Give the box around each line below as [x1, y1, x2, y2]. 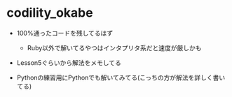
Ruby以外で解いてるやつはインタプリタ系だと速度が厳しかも [27, 43, 202, 52]
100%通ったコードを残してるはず [16, 29, 114, 37]
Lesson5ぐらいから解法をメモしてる [16, 58, 122, 67]
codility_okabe [6, 5, 93, 21]
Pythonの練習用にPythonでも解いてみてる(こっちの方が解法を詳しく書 [16, 73, 219, 82]
